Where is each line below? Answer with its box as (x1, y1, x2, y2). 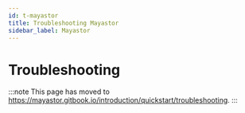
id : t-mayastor (8, 11, 59, 20)
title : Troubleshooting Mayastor (8, 19, 119, 27)
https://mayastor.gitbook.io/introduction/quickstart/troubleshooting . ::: (8, 95, 239, 105)
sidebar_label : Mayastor (8, 26, 91, 34)
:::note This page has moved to (8, 87, 110, 96)
